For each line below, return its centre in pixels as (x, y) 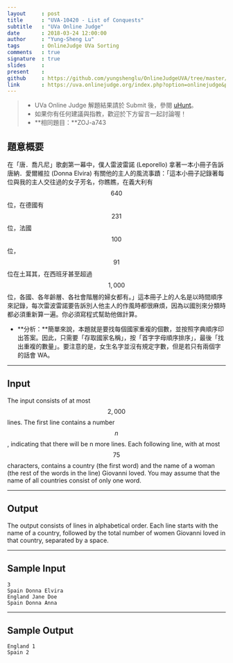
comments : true (34, 53)
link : (26, 85)
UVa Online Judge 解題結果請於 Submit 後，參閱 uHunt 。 (116, 106)
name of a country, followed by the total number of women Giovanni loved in (116, 532)
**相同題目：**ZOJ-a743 (70, 123)
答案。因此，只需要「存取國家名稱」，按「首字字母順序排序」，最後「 (121, 338)
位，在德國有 (25, 205)
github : (26, 78)
